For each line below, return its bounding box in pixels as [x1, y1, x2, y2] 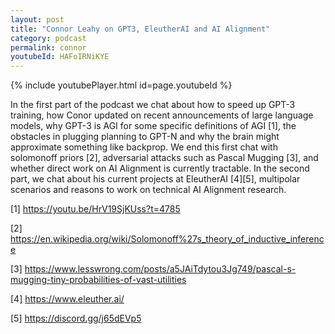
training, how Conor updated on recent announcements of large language [10, 109, 314, 121]
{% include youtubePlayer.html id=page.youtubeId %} [10, 79, 233, 91]
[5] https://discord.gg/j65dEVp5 [10, 312, 142, 325]
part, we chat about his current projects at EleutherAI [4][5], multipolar [10, 173, 301, 185]
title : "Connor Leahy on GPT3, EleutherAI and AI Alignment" [10, 24, 271, 34]
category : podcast [10, 33, 87, 43]
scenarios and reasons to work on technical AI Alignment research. [10, 184, 287, 196]
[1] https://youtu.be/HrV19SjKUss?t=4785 [10, 203, 181, 215]
